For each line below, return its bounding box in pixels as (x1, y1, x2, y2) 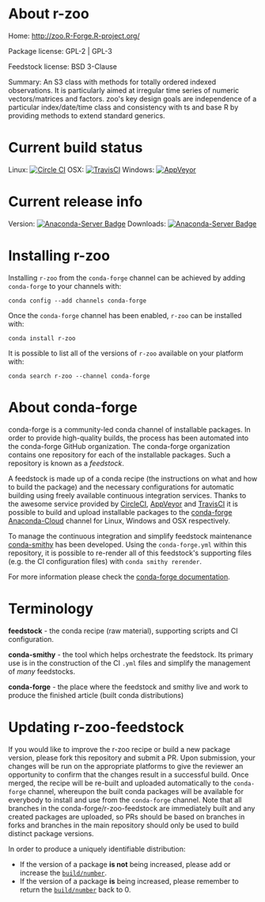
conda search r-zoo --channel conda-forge (8, 372, 150, 380)
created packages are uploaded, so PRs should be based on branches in (8, 812, 245, 821)
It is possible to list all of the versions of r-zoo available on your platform (8, 348, 244, 358)
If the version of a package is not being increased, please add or (19, 859, 231, 869)
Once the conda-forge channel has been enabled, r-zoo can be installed (8, 310, 243, 320)
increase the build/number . (19, 868, 108, 877)
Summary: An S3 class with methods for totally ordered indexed (8, 77, 216, 86)
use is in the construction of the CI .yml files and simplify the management (8, 658, 251, 667)
